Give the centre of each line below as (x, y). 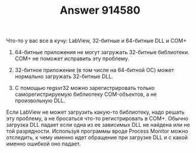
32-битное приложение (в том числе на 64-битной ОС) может (94, 70)
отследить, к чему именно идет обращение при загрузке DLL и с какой (97, 138)
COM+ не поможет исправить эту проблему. (72, 59)
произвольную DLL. (40, 101)
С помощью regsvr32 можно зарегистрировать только (85, 88)
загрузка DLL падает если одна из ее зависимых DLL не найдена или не (98, 125)
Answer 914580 (100, 10)
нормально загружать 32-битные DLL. (64, 76)
